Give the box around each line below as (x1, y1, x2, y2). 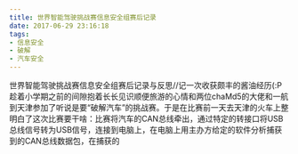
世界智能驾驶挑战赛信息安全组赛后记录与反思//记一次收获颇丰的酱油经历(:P (9, 80, 283, 90)
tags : (9, 29, 29, 38)
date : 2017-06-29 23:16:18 (9, 21, 109, 30)
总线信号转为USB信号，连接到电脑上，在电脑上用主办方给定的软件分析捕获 (9, 125, 283, 134)
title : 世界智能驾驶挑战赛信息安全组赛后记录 (9, 12, 157, 22)
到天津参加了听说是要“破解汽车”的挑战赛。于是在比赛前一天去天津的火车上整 (9, 102, 289, 112)
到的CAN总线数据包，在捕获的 (9, 135, 120, 146)
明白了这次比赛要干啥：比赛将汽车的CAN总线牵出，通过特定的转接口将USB (9, 113, 284, 124)
